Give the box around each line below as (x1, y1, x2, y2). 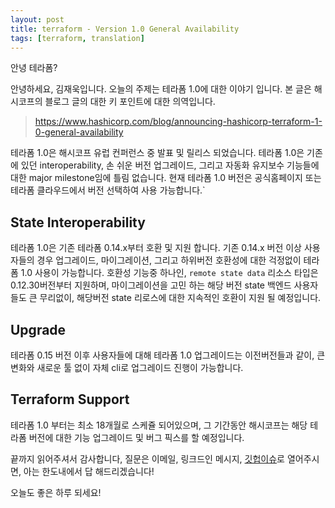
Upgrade (10, 321, 67, 338)
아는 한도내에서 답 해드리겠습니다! (23, 465, 155, 477)
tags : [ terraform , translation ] (10, 33, 145, 43)
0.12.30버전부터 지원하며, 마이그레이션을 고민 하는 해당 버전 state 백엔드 (10, 279, 292, 291)
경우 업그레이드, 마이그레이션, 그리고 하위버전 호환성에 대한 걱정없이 (36, 254, 302, 266)
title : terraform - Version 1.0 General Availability (10, 24, 240, 34)
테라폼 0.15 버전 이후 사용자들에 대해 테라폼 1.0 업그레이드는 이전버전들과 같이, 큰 (10, 349, 326, 361)
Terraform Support (10, 391, 130, 408)
